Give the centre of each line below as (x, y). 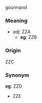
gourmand (16, 7)
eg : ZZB (28, 37)
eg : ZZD (14, 86)
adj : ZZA (22, 32)
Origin (13, 51)
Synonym (17, 75)
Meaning (16, 20)
